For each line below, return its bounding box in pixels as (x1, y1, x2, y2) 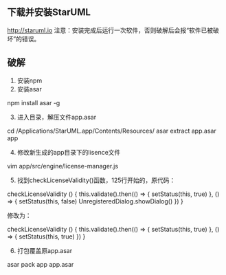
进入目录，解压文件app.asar (16, 113, 97, 121)
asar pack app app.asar (7, 260, 74, 268)
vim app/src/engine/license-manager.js (7, 162, 119, 170)
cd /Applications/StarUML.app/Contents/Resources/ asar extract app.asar (7, 126, 216, 135)
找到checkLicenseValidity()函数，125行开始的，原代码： (16, 176, 176, 184)
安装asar (16, 85, 43, 93)
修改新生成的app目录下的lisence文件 (16, 148, 121, 156)
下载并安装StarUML (7, 6, 91, 19)
